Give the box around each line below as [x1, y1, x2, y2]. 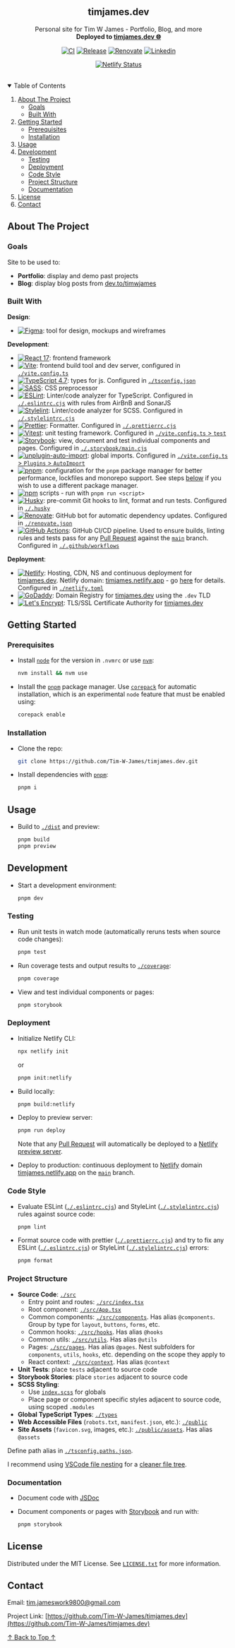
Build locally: [17, 1087, 55, 1095]
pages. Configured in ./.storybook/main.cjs [17, 443, 147, 452]
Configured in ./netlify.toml [17, 583, 104, 592]
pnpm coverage [17, 974, 59, 982]
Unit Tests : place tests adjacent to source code [17, 1365, 157, 1373]
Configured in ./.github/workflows [17, 541, 120, 549]
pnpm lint [17, 1223, 47, 1231]
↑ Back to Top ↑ [7, 1633, 56, 1642]
